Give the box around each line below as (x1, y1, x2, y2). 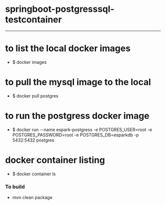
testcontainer (5, 14, 62, 25)
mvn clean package (12, 194, 53, 200)
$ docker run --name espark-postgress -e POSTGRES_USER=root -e (12, 126, 152, 132)
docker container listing (5, 154, 105, 165)
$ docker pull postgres (12, 93, 58, 99)
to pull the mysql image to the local (5, 77, 151, 88)
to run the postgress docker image (5, 110, 150, 121)
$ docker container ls (12, 171, 56, 177)
